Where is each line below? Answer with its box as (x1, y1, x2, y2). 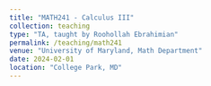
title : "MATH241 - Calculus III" (9, 13, 135, 22)
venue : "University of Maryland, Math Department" (9, 47, 203, 56)
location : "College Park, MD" (9, 64, 123, 73)
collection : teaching (9, 21, 91, 30)
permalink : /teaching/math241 (9, 38, 123, 47)
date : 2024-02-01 (9, 55, 75, 64)
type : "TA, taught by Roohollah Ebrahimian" (9, 30, 179, 39)
